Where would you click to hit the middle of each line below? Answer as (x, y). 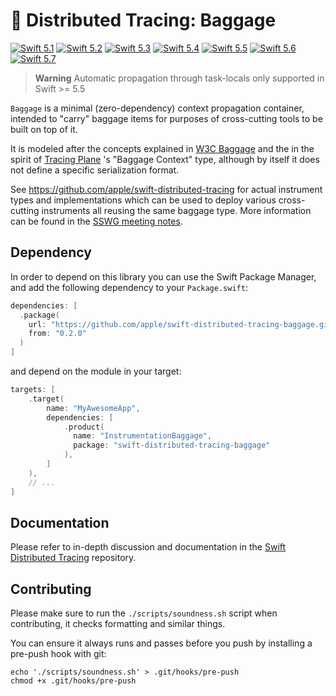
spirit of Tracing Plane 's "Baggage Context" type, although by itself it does (165, 159)
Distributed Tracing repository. (73, 558)
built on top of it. (44, 129)
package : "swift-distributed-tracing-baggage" (172, 445)
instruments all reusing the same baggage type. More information (176, 210)
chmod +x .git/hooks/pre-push (73, 681)
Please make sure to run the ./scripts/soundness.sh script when (144, 613)
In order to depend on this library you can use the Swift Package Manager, (163, 276)
